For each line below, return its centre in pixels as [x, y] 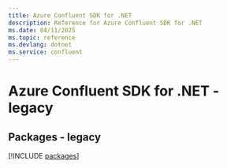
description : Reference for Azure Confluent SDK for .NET [105, 23]
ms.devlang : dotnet [40, 45]
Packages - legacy [54, 137]
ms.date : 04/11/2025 [42, 30]
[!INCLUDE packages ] [44, 156]
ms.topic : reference [42, 37]
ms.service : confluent [45, 52]
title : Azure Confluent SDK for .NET [70, 15]
